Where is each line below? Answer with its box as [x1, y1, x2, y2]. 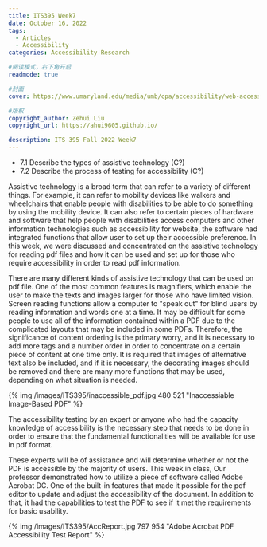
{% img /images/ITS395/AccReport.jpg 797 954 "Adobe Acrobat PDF [8, 521, 234, 531]
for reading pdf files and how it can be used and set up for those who [8, 250, 236, 259]
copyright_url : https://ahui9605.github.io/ [8, 121, 158, 130]
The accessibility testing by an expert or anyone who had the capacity [8, 415, 238, 423]
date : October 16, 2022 [8, 19, 87, 27]
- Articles [15, 33, 52, 42]
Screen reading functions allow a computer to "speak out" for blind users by [8, 299, 258, 308]
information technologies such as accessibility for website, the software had [8, 224, 258, 234]
